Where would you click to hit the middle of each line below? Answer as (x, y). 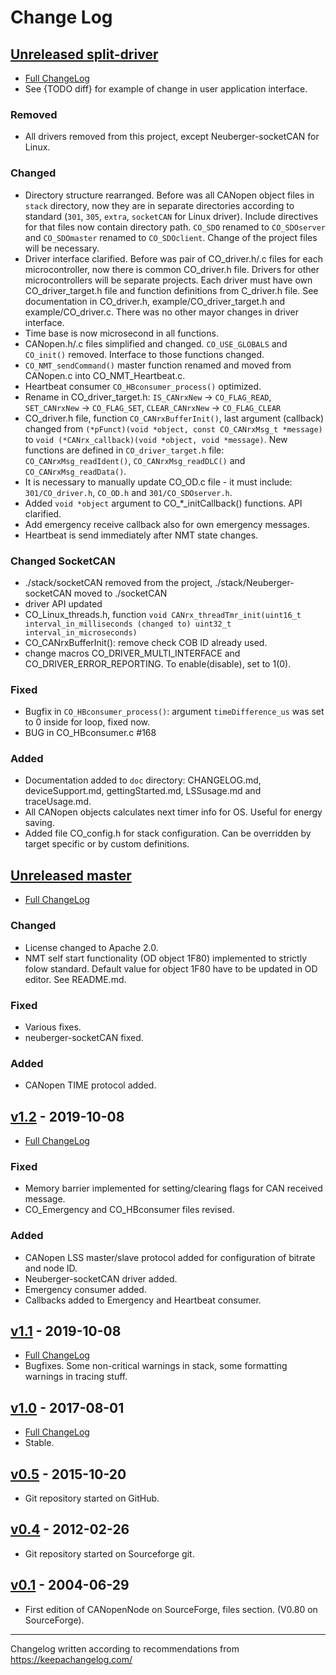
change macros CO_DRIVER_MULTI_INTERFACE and (132, 653)
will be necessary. (62, 248)
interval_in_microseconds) (81, 632)
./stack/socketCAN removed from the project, (118, 582)
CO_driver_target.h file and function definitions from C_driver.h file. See (171, 290)
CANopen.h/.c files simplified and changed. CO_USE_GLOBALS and (156, 343)
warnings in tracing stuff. (76, 1377)
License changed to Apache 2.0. (91, 947)
